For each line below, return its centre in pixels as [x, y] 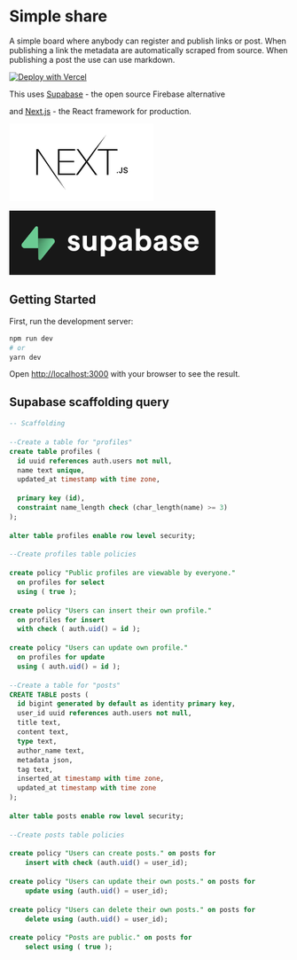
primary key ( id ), [51, 498]
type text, [37, 741]
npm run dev [31, 339]
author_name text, [51, 751]
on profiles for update [61, 658]
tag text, [35, 769]
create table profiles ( [55, 451]
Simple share [59, 16]
